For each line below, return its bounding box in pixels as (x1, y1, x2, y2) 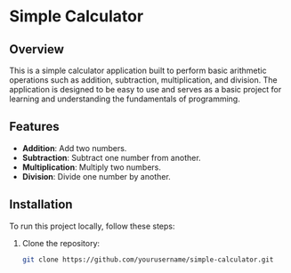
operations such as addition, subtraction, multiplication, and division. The (9, 75, 278, 85)
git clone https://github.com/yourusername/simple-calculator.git (21, 255, 274, 264)
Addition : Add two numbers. (21, 142, 127, 153)
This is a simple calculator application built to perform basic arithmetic (9, 65, 267, 76)
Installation (9, 197, 73, 213)
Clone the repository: (21, 237, 101, 248)
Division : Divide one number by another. (21, 171, 171, 181)
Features (9, 119, 60, 134)
